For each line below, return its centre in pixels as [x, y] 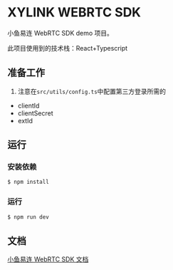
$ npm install [28, 182]
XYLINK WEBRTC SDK [74, 12]
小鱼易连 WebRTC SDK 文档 [48, 259]
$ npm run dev [28, 217]
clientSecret [35, 113]
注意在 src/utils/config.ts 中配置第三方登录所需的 [91, 91]
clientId [28, 105]
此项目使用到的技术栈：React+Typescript [68, 48]
